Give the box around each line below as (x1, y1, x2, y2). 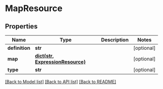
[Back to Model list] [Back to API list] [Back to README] (5, 79, 116, 85)
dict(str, (34, 53, 54, 59)
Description (101, 37, 129, 43)
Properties (5, 22, 38, 30)
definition (7, 44, 31, 51)
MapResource (5, 3, 63, 14)
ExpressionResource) (34, 59, 86, 65)
